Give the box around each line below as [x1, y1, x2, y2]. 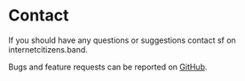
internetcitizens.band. [8, 44, 88, 54]
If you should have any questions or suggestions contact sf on [8, 35, 236, 45]
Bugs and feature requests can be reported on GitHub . [8, 61, 208, 72]
